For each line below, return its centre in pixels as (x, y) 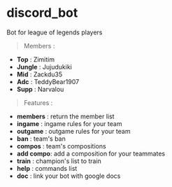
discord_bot (42, 13)
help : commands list (47, 168)
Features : (38, 102)
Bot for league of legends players (55, 32)
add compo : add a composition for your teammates (91, 153)
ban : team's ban (41, 139)
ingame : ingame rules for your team (69, 123)
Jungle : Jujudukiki (44, 67)
